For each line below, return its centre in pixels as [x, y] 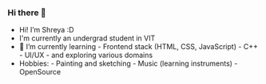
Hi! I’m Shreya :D [46, 30]
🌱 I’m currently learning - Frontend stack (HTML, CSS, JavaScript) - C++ [139, 47]
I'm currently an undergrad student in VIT [87, 38]
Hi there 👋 [27, 13]
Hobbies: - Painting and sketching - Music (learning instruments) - [128, 63]
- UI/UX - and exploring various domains [86, 55]
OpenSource [40, 72]
